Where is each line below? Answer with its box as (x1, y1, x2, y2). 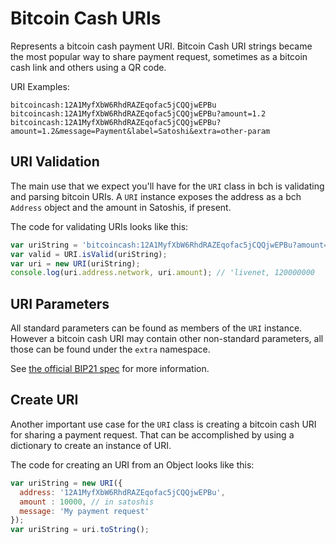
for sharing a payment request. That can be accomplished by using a (10, 428, 295, 441)
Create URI (10, 392, 79, 409)
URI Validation (10, 153, 100, 171)
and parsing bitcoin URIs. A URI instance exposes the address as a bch (10, 190, 302, 202)
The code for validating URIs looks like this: (10, 220, 189, 232)
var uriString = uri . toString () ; (10, 525, 150, 535)
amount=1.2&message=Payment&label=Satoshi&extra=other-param (10, 126, 271, 136)
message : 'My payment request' (19, 506, 150, 516)
